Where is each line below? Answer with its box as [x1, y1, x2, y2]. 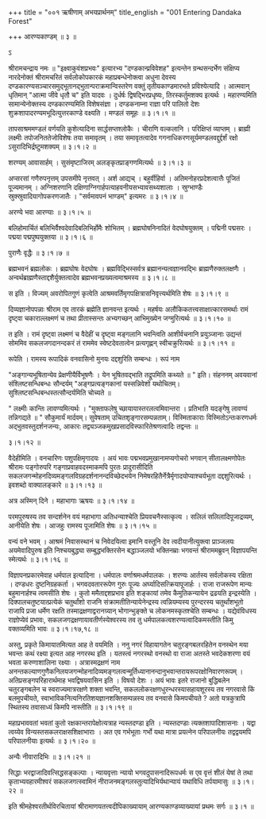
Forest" [8, 17, 33, 25]
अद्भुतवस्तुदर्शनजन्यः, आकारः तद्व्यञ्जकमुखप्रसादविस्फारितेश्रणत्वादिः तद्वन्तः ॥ [8, 421, 199, 431]
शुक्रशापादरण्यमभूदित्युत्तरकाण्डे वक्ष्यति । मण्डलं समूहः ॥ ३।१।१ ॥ [8, 108, 175, 117]
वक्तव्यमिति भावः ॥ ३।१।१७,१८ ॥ [8, 624, 98, 633]
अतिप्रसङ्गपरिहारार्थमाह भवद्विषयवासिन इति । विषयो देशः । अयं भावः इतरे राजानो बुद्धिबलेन [8, 675, 230, 685]
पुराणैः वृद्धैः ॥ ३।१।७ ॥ [8, 248, 70, 257]
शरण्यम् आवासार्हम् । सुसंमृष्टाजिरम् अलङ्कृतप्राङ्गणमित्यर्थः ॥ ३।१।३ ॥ [8, 158, 191, 167]
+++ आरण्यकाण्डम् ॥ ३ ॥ [8, 32, 77, 41]
